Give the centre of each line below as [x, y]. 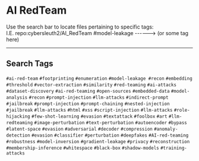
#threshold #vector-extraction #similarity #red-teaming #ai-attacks [91, 85]
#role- [182, 110]
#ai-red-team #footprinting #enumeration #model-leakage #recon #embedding [99, 78]
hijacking [18, 116]
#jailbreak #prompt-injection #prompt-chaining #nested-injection [88, 104]
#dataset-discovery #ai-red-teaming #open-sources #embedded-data [88, 91]
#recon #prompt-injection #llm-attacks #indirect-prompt [99, 97]
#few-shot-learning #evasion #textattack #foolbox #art [99, 116]
